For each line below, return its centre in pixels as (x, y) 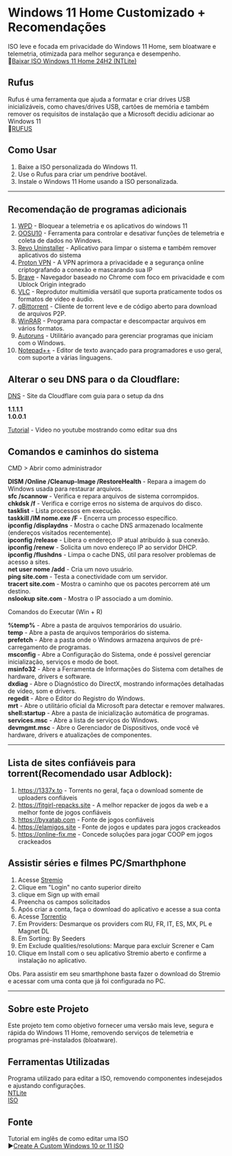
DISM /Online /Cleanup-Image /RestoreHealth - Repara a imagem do (107, 481)
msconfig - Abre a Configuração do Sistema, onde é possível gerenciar (109, 654)
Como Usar (32, 150)
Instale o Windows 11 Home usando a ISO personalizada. (98, 181)
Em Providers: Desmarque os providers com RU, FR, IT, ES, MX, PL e (115, 923)
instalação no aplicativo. (52, 960)
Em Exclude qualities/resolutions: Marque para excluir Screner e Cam (116, 945)
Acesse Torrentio (42, 916)
